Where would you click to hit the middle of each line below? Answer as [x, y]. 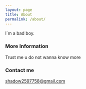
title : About [19, 14]
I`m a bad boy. [20, 33]
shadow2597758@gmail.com [35, 81]
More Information [27, 46]
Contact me [20, 70]
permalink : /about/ [25, 19]
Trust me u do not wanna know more [43, 57]
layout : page [19, 10]
